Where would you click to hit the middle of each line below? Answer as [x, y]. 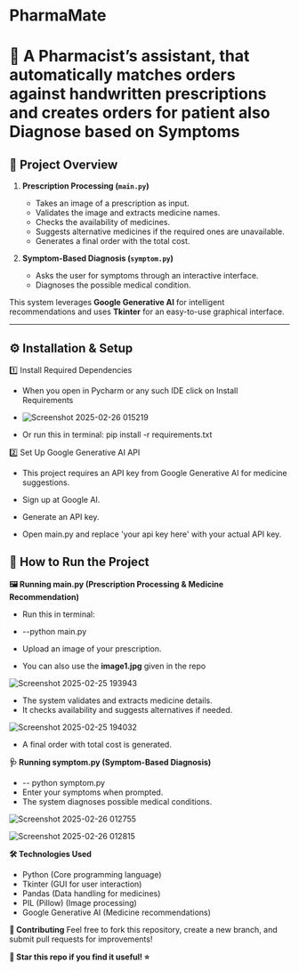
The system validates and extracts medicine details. [117, 700]
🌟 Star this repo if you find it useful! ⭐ [80, 957]
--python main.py [54, 631]
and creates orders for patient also [140, 113]
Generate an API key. [61, 517]
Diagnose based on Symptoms [125, 132]
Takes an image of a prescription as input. [112, 203]
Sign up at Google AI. [61, 500]
